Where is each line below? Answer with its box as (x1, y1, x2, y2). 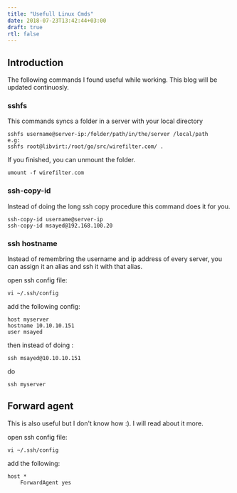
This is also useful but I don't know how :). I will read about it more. (7, 419, 204, 428)
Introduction (7, 56, 64, 68)
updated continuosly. (7, 83, 70, 92)
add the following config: (7, 302, 80, 310)
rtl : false (7, 30, 40, 38)
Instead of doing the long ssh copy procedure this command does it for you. (7, 202, 231, 211)
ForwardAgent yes (20, 479, 72, 486)
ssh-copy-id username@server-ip (7, 216, 103, 223)
